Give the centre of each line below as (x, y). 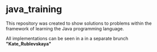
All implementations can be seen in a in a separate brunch (67, 38)
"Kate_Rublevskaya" (29, 43)
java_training (34, 9)
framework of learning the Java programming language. (65, 28)
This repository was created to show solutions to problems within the (79, 23)
